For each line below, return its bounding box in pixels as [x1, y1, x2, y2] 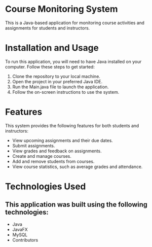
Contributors [12, 237, 38, 243]
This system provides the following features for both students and [5, 122, 139, 129]
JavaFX [12, 226, 28, 232]
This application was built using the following [5, 201, 148, 209]
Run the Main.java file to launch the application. [12, 84, 109, 90]
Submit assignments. [12, 142, 55, 148]
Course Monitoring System [5, 3, 118, 15]
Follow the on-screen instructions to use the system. [12, 89, 119, 95]
